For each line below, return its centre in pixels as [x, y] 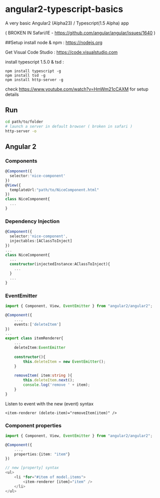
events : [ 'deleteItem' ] [38, 324]
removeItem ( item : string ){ [43, 376]
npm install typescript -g [33, 71]
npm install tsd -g [25, 75]
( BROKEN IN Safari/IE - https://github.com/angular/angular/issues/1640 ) [80, 33]
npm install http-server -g [34, 80]
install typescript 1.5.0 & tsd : [35, 62]
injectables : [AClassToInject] [41, 241]
